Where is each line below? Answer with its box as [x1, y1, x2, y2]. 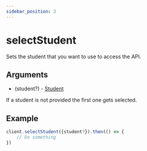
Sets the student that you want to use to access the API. [6, 53, 142, 60]
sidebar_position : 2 [6, 8, 57, 15]
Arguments [6, 69, 49, 79]
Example [6, 113, 39, 123]
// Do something [16, 135, 57, 141]
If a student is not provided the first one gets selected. [6, 97, 137, 104]
